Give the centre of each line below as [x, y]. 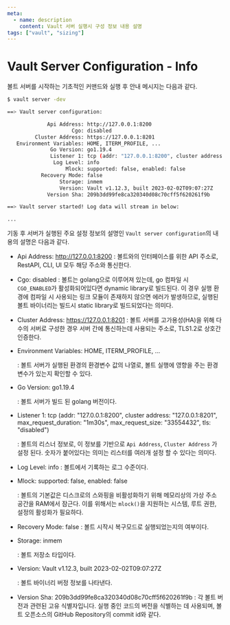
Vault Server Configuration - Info [103, 67]
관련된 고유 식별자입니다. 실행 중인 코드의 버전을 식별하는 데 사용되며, [122, 606]
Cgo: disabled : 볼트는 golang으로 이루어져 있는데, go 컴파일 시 [103, 280]
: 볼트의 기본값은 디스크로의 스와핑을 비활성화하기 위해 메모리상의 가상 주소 [117, 495]
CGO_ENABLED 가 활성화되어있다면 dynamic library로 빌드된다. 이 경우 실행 [114, 288]
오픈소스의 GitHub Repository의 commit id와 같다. [93, 615]
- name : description [43, 20]
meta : [15, 13]
